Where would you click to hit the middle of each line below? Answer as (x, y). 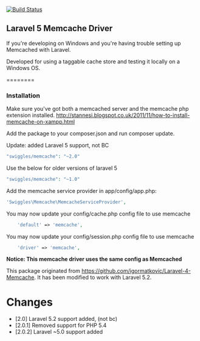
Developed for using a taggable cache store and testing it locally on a (93, 62)
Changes (29, 302)
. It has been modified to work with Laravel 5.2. (93, 278)
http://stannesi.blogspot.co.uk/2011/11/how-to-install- (123, 115)
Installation (23, 96)
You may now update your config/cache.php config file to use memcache (98, 214)
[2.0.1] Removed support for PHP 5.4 (61, 325)
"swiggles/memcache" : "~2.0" (43, 156)
